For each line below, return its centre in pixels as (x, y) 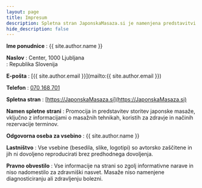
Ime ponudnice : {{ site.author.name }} (54, 46)
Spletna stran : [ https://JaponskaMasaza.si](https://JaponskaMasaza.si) (96, 99)
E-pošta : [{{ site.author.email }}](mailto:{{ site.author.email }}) (84, 76)
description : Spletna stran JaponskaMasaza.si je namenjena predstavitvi (101, 23)
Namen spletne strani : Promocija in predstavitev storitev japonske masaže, (101, 111)
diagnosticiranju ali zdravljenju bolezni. (54, 179)
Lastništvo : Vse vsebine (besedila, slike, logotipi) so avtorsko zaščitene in (99, 148)
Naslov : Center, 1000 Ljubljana (45, 58)
